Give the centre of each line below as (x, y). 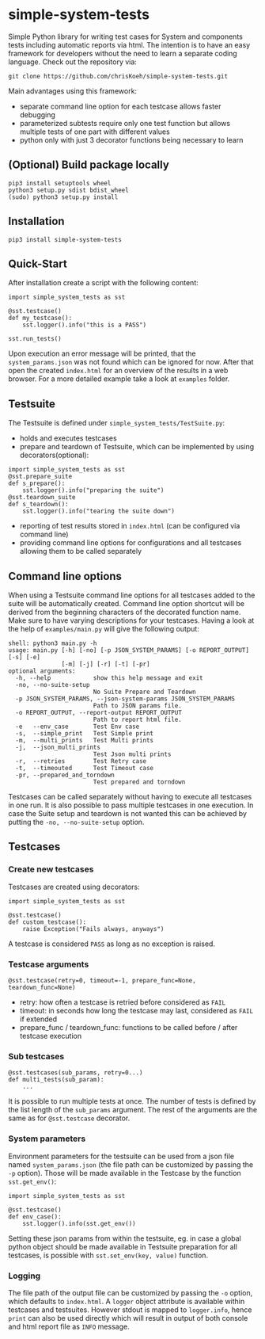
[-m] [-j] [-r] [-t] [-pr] (106, 664)
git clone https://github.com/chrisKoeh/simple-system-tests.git (118, 76)
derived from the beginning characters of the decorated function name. (125, 612)
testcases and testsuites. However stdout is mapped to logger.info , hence (130, 1310)
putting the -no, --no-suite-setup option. (76, 822)
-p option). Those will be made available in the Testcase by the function (125, 1173)
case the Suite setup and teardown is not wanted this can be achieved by (128, 813)
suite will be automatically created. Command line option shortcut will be (127, 603)
